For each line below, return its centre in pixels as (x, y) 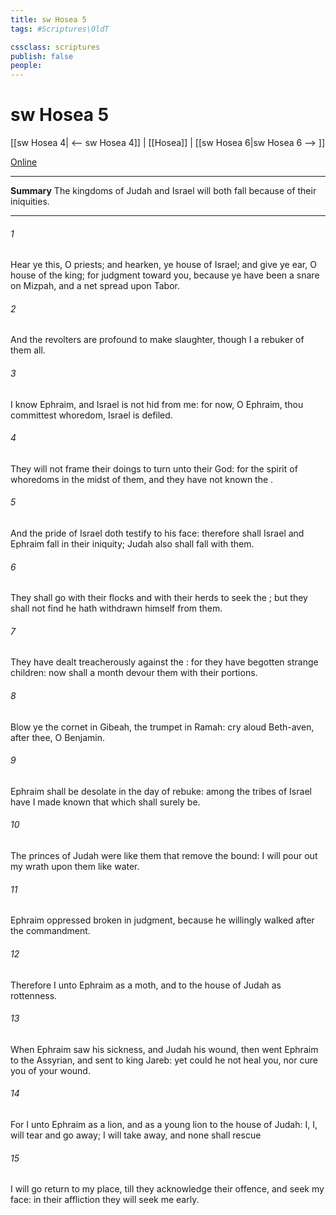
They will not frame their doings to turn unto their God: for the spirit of (154, 468)
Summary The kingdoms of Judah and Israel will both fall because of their (163, 191)
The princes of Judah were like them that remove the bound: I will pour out (164, 856)
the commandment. (50, 931)
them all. (28, 350)
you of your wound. (50, 1070)
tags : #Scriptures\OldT (60, 29)
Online (24, 162)
